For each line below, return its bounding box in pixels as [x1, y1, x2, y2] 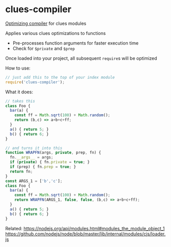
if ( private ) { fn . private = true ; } [10, 160, 90, 165]
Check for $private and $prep [12, 45, 75, 51]
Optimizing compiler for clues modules [5, 20, 87, 26]
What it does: [5, 89, 33, 95]
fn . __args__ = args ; [10, 155, 53, 160]
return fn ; [10, 169, 33, 174]
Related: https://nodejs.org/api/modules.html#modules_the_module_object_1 [5, 225, 165, 231]
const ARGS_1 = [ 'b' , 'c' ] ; [5, 179, 63, 184]
